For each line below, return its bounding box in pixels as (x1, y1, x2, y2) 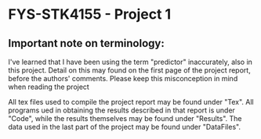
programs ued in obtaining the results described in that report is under (8, 105, 235, 115)
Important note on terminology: (8, 37, 165, 50)
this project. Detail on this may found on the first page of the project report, (8, 66, 251, 75)
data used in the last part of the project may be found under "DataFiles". (8, 123, 241, 131)
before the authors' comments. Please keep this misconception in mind (8, 74, 238, 83)
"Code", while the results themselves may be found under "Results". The (8, 114, 242, 123)
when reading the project (8, 82, 90, 91)
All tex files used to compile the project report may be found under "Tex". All (8, 98, 254, 106)
